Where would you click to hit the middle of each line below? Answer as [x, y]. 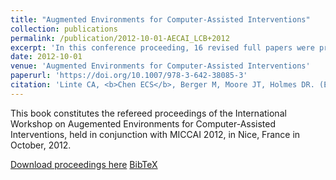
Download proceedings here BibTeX [84, 164]
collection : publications [64, 29]
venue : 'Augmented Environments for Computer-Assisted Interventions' [160, 66]
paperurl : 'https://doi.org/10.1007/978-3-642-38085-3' [129, 76]
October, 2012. [41, 145]
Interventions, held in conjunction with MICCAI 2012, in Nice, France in [155, 134]
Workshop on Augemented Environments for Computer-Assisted [143, 123]
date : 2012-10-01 [46, 57]
